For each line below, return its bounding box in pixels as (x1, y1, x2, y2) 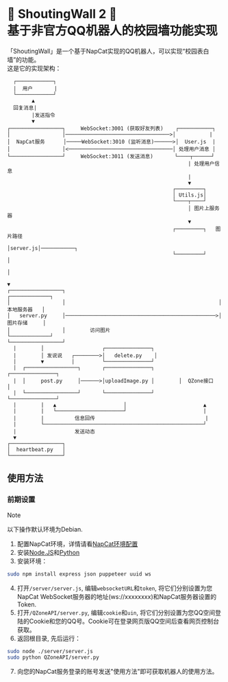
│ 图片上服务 (188, 205, 220, 212)
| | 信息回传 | (13, 415, 209, 422)
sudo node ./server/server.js (7, 648, 94, 655)
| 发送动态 (13, 428, 96, 435)
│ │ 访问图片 (7, 326, 111, 334)
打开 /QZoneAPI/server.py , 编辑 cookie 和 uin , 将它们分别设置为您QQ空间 (16, 608, 216, 617)
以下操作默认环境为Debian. (7, 525, 84, 533)
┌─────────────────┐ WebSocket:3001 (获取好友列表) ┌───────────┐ (7, 125, 216, 132)
